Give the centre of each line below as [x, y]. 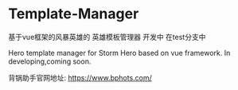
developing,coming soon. [50, 61]
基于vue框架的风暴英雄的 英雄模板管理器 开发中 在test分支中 [107, 37]
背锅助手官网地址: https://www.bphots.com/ [80, 77]
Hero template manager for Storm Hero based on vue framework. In [119, 53]
